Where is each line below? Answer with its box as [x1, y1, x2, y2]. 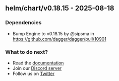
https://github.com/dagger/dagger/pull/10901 [12, 36, 107, 42]
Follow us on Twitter [12, 70, 54, 76]
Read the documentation [12, 60, 64, 66]
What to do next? [5, 48, 48, 55]
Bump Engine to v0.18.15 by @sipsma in [12, 30, 94, 37]
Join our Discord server [12, 65, 62, 71]
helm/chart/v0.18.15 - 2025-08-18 [5, 4, 114, 13]
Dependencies [5, 19, 42, 26]
